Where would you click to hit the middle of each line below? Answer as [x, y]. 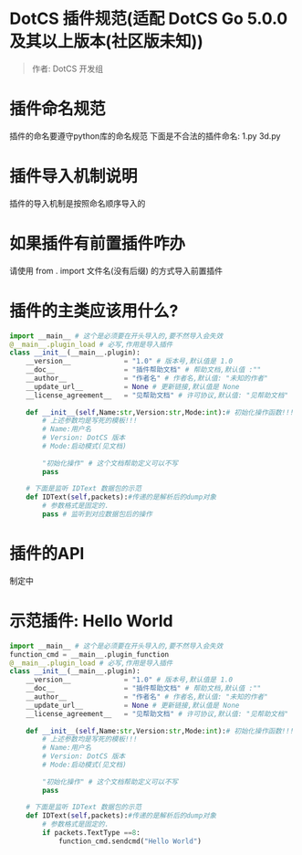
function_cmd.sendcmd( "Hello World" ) [130, 841]
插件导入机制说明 [74, 177]
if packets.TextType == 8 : [92, 833]
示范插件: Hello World [91, 621]
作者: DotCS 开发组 [67, 69]
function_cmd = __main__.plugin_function [89, 654]
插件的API [47, 554]
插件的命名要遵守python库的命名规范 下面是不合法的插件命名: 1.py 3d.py [145, 136]
